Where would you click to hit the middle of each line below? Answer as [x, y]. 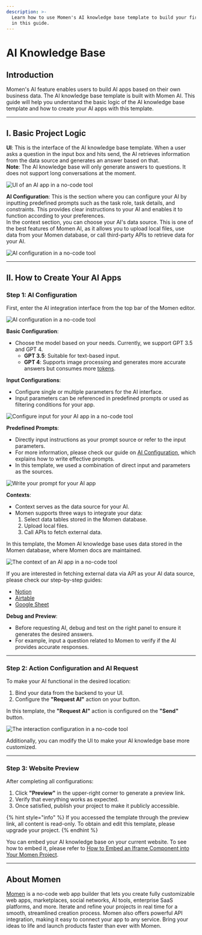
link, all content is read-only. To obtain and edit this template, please [91, 824]
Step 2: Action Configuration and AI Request [72, 668]
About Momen [34, 879]
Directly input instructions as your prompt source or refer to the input [100, 440]
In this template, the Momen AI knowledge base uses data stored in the [94, 544]
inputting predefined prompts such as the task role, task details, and [91, 203]
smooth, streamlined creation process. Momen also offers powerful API [95, 913]
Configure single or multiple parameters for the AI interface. [89, 391]
